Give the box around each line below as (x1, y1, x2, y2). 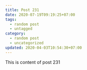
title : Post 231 (5, 7, 39, 13)
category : (5, 31, 26, 36)
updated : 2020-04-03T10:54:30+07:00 (5, 45, 82, 50)
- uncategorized (10, 41, 44, 46)
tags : (5, 17, 17, 22)
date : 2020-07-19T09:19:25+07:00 (5, 12, 75, 17)
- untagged (10, 26, 33, 31)
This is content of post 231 (5, 59, 60, 65)
